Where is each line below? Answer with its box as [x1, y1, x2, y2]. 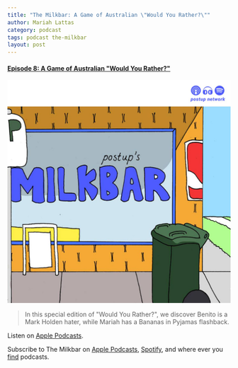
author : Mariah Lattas [7, 18, 74, 26]
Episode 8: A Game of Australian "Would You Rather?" [7, 64, 171, 72]
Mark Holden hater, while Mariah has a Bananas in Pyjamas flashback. [24, 318, 230, 326]
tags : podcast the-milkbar [7, 34, 87, 41]
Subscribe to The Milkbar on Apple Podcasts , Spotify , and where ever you [7, 345, 223, 354]
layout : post [7, 41, 46, 49]
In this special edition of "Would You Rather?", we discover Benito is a [24, 310, 228, 318]
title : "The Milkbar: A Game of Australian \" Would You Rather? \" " [7, 11, 211, 18]
